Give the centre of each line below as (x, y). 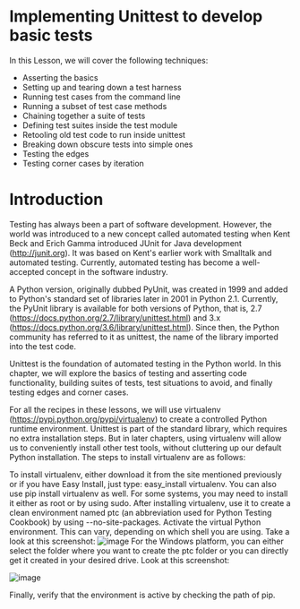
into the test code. (43, 346)
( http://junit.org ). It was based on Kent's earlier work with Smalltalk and (141, 253)
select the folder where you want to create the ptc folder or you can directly (149, 550)
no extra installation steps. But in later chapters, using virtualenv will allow (146, 438)
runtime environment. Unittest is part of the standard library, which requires (149, 428)
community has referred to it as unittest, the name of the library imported (144, 337)
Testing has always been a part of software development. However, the (141, 224)
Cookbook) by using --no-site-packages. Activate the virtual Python (135, 522)
